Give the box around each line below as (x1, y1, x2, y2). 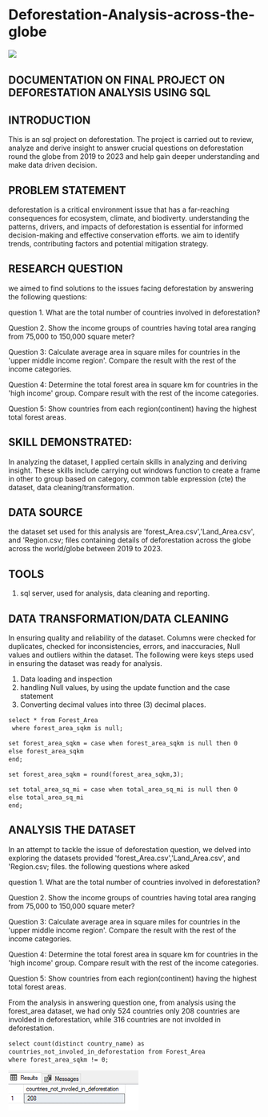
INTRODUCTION (8, 113, 91, 127)
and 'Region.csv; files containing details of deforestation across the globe (8, 535, 251, 545)
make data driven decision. (8, 160, 98, 170)
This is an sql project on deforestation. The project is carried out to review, (8, 135, 254, 144)
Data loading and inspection (19, 674, 113, 684)
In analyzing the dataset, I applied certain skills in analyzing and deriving (8, 457, 247, 466)
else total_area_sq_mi (8, 794, 84, 802)
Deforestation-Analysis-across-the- (8, 6, 255, 24)
